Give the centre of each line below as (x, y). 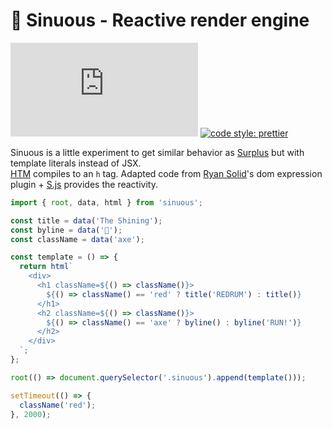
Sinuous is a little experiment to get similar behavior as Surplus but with (157, 152)
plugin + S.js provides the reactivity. (84, 184)
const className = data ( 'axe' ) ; (77, 239)
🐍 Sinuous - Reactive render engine (160, 20)
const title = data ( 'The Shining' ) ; (86, 220)
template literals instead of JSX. (76, 163)
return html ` (46, 267)
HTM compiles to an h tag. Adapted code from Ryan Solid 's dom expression (166, 173)
